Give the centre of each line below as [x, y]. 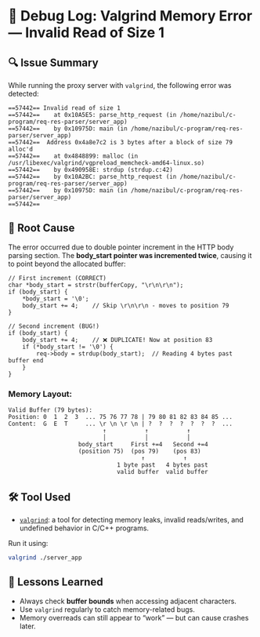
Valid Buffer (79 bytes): [50, 410]
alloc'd [21, 149]
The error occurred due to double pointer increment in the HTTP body [121, 247]
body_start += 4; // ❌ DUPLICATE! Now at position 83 [117, 340]
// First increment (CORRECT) [58, 278]
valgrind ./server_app [45, 557]
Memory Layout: [40, 394]
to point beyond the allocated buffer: [67, 264]
